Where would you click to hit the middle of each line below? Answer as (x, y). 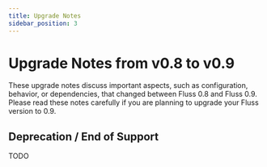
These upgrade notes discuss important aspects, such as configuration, (128, 86)
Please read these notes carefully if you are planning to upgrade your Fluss (133, 102)
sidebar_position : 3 (43, 23)
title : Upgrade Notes (45, 16)
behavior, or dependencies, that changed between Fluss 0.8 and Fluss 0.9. (133, 94)
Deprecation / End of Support (84, 137)
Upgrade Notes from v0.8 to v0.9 (121, 63)
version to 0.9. (32, 111)
